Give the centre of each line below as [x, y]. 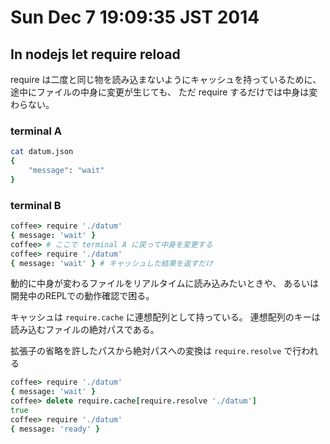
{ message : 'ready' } [55, 429]
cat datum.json [42, 152]
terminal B [36, 205]
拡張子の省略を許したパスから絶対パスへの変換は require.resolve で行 [156, 351]
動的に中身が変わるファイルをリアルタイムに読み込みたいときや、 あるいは [165, 283]
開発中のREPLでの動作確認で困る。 [82, 296]
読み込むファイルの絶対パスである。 [85, 330]
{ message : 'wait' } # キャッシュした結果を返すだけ [112, 263]
